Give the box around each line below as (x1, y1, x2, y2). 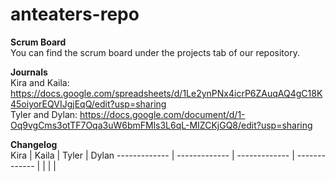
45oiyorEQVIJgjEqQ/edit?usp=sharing (10, 98, 167, 110)
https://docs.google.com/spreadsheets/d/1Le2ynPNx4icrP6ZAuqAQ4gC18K (10, 87, 323, 99)
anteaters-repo (10, 3, 140, 26)
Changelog (10, 138, 58, 150)
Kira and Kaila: (10, 76, 70, 88)
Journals (10, 66, 48, 78)
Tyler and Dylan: (10, 108, 78, 120)
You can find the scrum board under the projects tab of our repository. (10, 46, 300, 58)
